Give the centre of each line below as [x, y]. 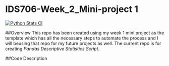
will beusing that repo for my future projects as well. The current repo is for [83, 43]
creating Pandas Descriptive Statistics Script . [52, 48]
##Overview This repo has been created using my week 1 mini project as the [85, 32]
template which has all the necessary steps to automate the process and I [82, 38]
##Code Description [26, 58]
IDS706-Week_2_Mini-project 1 [72, 9]
